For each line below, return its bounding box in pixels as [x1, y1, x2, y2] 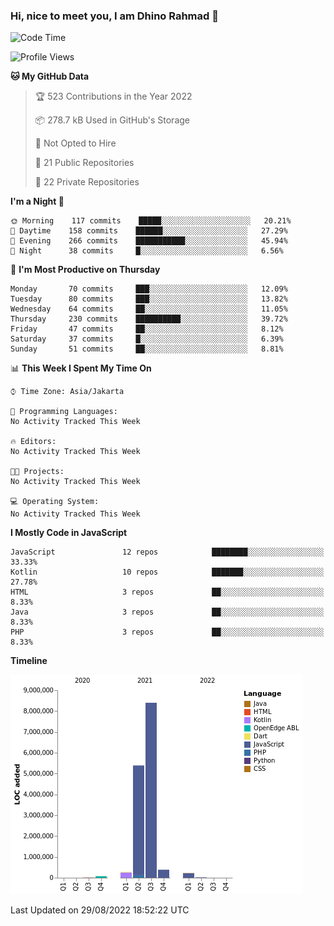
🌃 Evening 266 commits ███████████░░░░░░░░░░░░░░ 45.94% [10, 236, 288, 246]
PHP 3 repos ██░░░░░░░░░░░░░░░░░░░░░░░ [10, 627, 325, 638]
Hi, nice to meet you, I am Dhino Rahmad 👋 [10, 9, 219, 23]
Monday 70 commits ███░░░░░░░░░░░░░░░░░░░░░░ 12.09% [10, 284, 288, 294]
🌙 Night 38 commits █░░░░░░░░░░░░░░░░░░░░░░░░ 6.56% [10, 246, 284, 256]
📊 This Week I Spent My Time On [10, 362, 152, 374]
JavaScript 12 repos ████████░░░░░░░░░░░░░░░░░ [10, 547, 325, 558]
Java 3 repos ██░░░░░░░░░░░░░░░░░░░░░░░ [10, 607, 325, 618]
